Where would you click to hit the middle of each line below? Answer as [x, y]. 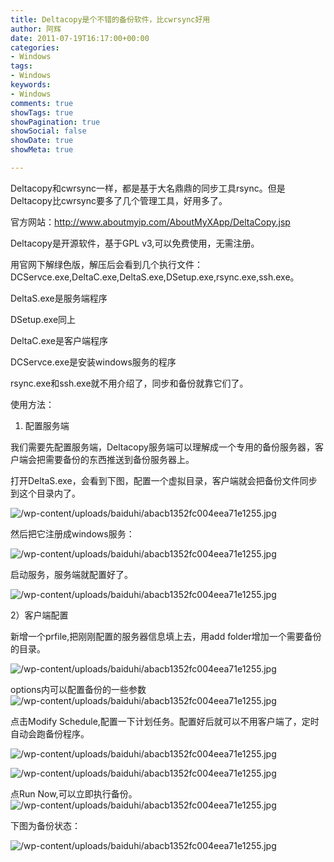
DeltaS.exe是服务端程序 [59, 298]
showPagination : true [55, 122]
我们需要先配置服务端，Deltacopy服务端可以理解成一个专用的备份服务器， [162, 447]
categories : [35, 47]
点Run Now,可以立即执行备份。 [74, 793]
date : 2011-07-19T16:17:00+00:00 [80, 38]
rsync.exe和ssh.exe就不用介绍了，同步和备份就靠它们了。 [129, 383]
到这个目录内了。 [45, 493]
